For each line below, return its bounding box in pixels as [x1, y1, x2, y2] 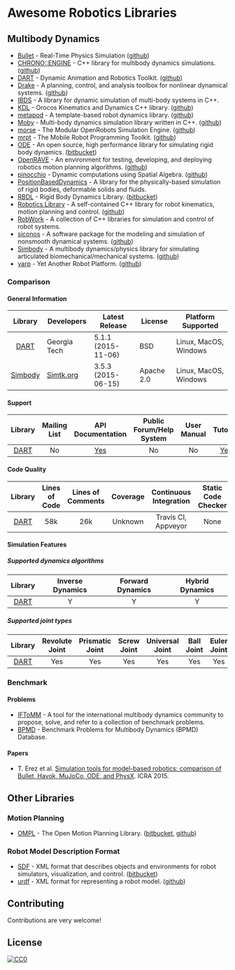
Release [99, 321, 127, 330]
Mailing [41, 421, 68, 430]
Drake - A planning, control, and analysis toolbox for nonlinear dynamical [17, 81, 228, 89]
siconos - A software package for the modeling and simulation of [17, 230, 205, 238]
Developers [47, 316, 87, 326]
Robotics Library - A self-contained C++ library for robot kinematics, [17, 200, 215, 208]
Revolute [41, 636, 72, 646]
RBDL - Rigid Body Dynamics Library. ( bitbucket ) [17, 192, 158, 201]
